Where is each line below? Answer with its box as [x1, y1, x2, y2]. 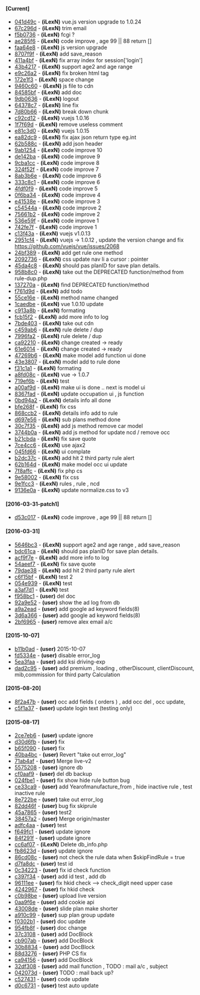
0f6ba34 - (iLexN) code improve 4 [14, 191, 101, 199]
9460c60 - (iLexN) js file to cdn [14, 82, 94, 90]
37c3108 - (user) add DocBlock [14, 930, 93, 938]
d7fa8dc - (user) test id [14, 860, 73, 868]
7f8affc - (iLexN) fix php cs [14, 467, 83, 475]
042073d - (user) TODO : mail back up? [14, 969, 114, 976]
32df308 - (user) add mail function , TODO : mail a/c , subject [14, 963, 168, 970]
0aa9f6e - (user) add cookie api [14, 898, 95, 906]
